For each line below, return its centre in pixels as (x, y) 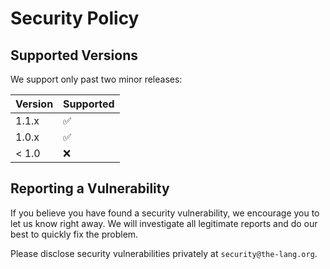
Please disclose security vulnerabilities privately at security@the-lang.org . (164, 253)
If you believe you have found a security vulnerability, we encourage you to (165, 213)
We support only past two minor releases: (96, 79)
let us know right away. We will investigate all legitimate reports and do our (164, 223)
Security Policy (75, 18)
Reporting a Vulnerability (90, 188)
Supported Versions (74, 55)
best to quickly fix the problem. (74, 234)
